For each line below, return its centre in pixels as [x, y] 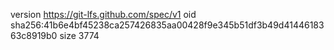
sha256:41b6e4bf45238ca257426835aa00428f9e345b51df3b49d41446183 [167, 25]
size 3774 [79, 35]
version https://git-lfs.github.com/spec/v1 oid [103, 14]
